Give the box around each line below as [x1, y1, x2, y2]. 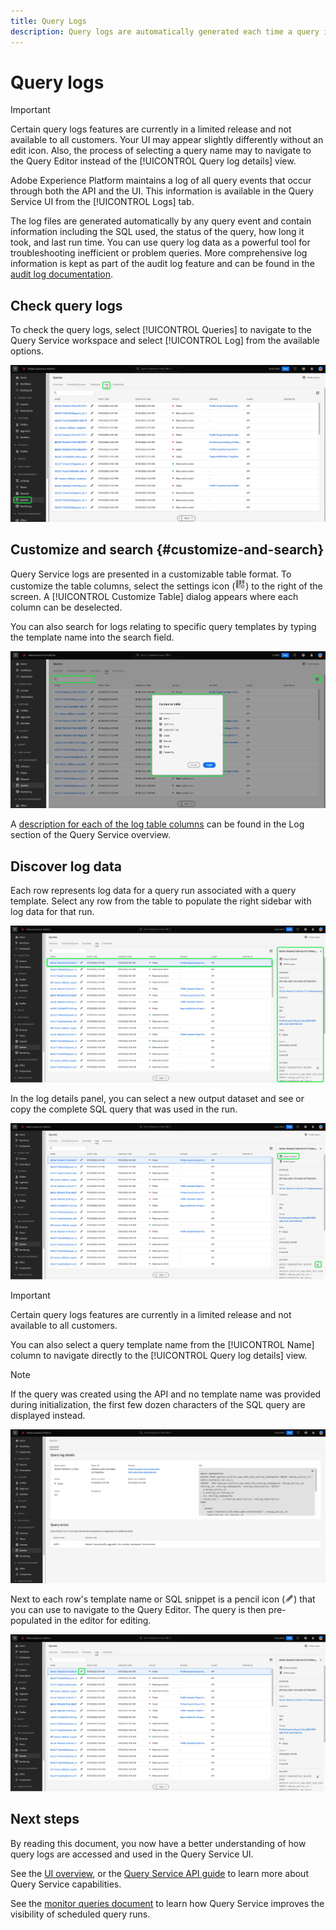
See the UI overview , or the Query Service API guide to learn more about [10, 1867, 309, 1879]
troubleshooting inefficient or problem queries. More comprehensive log [10, 247, 308, 259]
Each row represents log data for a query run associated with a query [10, 885, 297, 897]
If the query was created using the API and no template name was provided [10, 1388, 322, 1400]
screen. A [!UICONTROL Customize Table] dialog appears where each [10, 590, 299, 602]
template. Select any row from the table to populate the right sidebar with [10, 895, 312, 907]
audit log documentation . [10, 268, 114, 280]
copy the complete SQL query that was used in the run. [10, 1103, 238, 1115]
